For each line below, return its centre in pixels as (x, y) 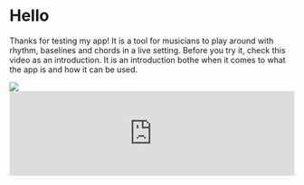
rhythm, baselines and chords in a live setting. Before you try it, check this (147, 50)
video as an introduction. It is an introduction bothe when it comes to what (148, 60)
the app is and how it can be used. (74, 69)
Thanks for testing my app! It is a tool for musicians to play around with (142, 41)
